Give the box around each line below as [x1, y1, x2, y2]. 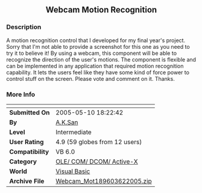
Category [9, 157, 37, 165]
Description [6, 23, 42, 31]
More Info [6, 90, 36, 98]
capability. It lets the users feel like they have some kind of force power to [6, 69, 190, 76]
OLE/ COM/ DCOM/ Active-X [55, 157, 139, 165]
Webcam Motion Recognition [45, 5, 157, 15]
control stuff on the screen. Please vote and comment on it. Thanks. [6, 75, 175, 82]
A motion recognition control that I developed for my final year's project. [6, 36, 186, 44]
